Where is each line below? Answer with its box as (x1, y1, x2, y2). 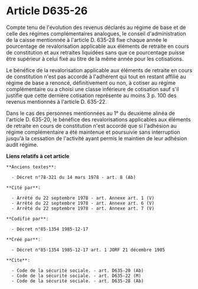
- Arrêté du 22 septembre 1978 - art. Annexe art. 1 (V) (11, 195, 155, 201)
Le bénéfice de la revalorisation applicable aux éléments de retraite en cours (6, 66, 193, 73)
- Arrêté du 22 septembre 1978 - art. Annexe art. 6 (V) (11, 200, 155, 206)
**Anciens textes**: (6, 164, 57, 170)
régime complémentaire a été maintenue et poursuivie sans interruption (6, 129, 180, 136)
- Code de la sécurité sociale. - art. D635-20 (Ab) (11, 268, 144, 274)
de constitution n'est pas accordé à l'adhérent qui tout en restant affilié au (6, 73, 186, 80)
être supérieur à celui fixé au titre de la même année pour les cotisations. (6, 55, 184, 62)
